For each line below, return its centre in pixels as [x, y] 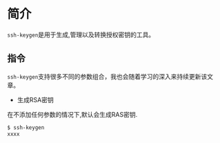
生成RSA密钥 [35, 99]
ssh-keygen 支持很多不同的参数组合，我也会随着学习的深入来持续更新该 [107, 76]
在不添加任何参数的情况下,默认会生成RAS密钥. [72, 114]
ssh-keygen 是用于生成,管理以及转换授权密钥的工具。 [81, 35]
